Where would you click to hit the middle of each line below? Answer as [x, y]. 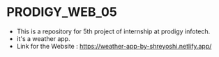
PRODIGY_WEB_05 [62, 12]
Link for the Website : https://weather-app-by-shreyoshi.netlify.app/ [114, 46]
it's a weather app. [43, 38]
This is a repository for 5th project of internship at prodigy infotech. [113, 31]
